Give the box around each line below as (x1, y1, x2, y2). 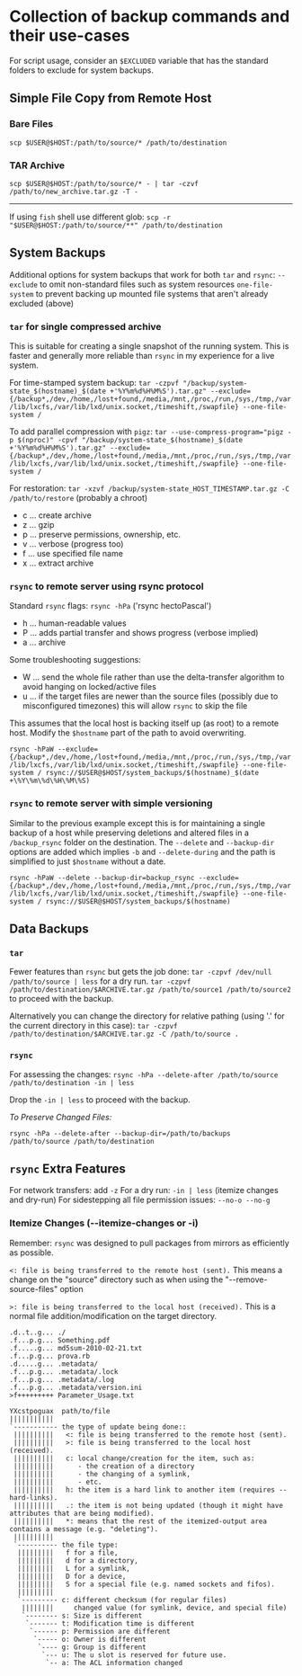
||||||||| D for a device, (17, 1572, 127, 1581)
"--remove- (224, 1274, 268, 1285)
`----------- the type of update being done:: (9, 1422, 187, 1431)
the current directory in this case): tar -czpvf (9, 1021, 178, 1031)
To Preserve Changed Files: (9, 1111, 112, 1122)
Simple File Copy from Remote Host (9, 91, 212, 106)
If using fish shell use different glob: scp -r (9, 211, 172, 222)
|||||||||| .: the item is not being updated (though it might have (13, 1501, 283, 1510)
